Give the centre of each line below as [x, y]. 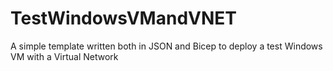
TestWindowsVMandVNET [123, 18]
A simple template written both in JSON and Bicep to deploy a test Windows [166, 46]
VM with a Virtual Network [64, 56]
